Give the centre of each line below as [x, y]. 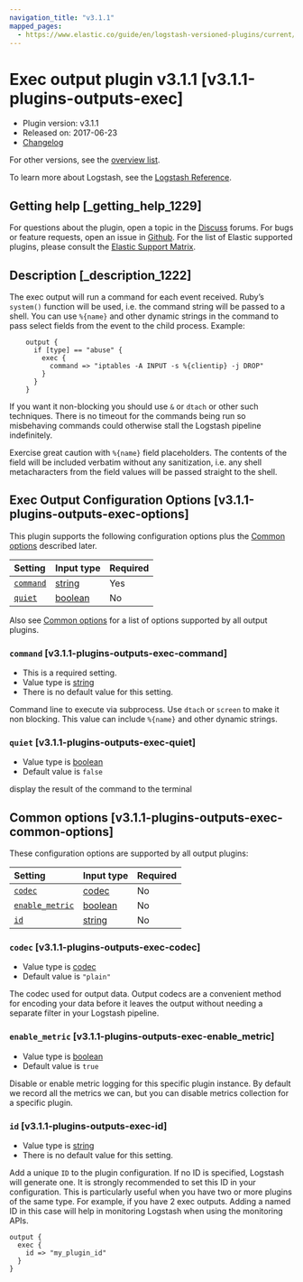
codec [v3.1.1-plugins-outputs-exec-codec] [105, 947]
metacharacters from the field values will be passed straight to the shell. [143, 471]
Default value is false [63, 772]
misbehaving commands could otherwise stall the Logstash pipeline [135, 425]
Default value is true [60, 1065]
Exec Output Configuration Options [110, 501]
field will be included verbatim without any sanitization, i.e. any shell [136, 462]
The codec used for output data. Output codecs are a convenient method [145, 994]
